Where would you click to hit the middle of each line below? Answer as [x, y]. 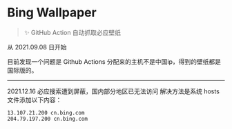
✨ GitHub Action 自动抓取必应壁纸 [72, 32]
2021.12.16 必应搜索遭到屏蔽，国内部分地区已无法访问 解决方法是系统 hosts [113, 91]
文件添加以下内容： [35, 99]
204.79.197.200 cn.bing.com [48, 119]
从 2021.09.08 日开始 [37, 47]
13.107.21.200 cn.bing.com [46, 113]
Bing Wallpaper [52, 13]
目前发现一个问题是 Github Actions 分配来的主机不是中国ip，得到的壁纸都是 [114, 61]
